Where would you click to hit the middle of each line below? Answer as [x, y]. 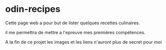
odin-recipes [33, 9]
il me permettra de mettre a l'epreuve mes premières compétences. [75, 32]
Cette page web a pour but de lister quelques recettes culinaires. [73, 23]
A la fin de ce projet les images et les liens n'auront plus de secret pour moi [84, 42]
